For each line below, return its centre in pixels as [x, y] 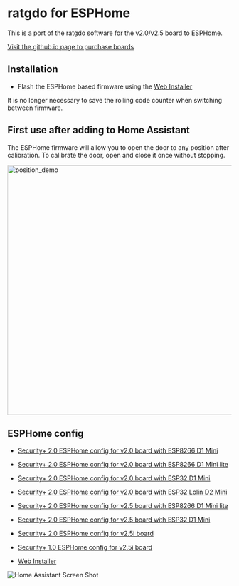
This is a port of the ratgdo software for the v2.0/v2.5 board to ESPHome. [115, 33]
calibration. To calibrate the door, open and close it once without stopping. [116, 155]
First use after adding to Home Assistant [99, 130]
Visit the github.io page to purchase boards [71, 46]
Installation [33, 69]
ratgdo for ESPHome [69, 13]
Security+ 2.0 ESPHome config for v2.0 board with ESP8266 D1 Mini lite [123, 465]
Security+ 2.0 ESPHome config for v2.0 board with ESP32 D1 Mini [114, 478]
